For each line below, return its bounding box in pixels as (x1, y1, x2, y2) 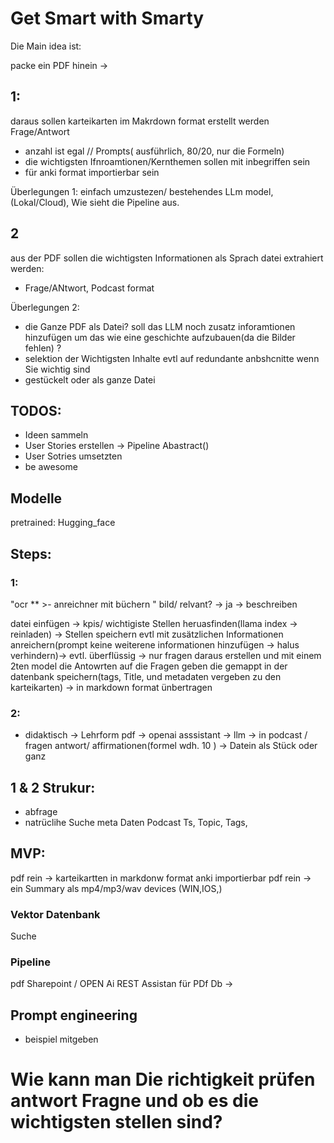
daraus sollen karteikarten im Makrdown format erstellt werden (10, 115, 270, 127)
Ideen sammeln (24, 429, 89, 441)
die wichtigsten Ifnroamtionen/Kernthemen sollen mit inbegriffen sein (24, 155, 311, 167)
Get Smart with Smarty (10, 7, 205, 30)
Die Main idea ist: (10, 40, 82, 52)
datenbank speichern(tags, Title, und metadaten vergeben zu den (10, 670, 282, 682)
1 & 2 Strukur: (10, 779, 96, 796)
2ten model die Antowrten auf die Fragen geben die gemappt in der (10, 660, 288, 672)
